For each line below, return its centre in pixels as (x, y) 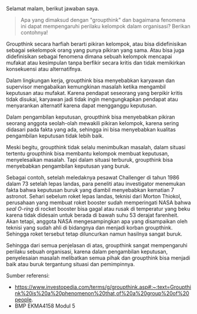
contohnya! (34, 32)
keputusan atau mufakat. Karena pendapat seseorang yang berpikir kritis (95, 93)
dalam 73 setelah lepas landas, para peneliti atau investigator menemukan (96, 184)
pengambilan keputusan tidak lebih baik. (55, 136)
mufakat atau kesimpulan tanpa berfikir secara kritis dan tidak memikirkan (96, 63)
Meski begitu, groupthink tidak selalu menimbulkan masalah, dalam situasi (96, 147)
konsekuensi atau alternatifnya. (44, 69)
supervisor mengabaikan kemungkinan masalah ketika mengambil (86, 87)
